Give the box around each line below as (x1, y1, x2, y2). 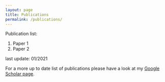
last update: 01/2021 (5, 56, 48, 62)
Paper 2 (12, 46, 30, 52)
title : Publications (5, 12, 49, 17)
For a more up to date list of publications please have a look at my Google (5, 65, 160, 71)
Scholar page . (5, 71, 35, 77)
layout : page (5, 7, 33, 13)
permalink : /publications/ (5, 17, 63, 22)
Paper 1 (12, 40, 29, 47)
